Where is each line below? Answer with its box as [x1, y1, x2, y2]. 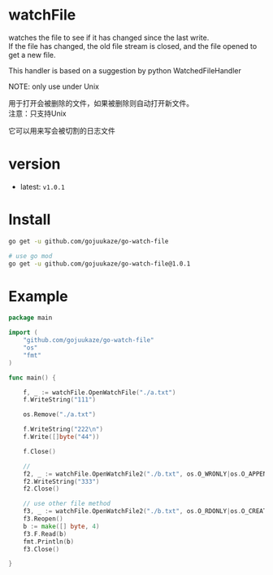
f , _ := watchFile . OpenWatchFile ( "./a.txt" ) [23, 388, 176, 397]
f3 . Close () [23, 545, 60, 553]
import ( [8, 328, 38, 337]
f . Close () [23, 447, 57, 455]
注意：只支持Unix [8, 108, 67, 118]
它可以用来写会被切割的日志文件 [8, 125, 115, 135]
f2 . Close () [23, 485, 60, 494]
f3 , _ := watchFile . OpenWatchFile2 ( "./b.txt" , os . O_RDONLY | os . [23, 507, 242, 516]
